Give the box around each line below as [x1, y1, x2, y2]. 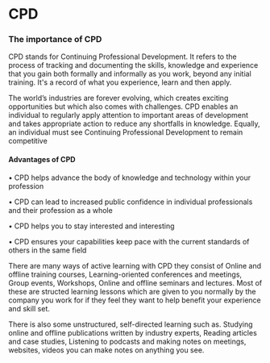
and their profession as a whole [8, 205, 113, 215]
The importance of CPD [8, 34, 102, 45]
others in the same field [8, 245, 87, 255]
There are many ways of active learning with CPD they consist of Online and [8, 261, 262, 270]
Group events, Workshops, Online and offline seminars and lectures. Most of [8, 277, 263, 287]
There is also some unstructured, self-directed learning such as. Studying [8, 319, 253, 329]
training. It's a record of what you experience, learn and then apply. [8, 77, 232, 87]
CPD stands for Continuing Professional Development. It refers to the [8, 52, 237, 61]
